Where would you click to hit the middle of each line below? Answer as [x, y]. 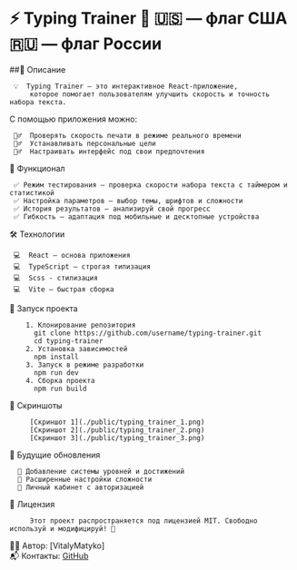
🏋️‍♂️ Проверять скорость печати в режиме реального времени [128, 135]
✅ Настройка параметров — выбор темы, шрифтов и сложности [128, 201]
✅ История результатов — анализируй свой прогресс [112, 209]
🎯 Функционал [37, 168]
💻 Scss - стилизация [55, 278]
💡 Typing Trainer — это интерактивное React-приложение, [126, 86]
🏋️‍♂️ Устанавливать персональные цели [84, 143]
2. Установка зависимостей [77, 349]
